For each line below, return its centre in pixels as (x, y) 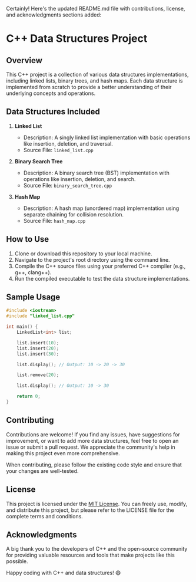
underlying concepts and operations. (51, 93)
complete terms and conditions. (45, 516)
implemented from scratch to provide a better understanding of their (89, 87)
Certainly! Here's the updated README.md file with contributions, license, (96, 9)
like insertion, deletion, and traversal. (68, 143)
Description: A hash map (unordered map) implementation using (101, 208)
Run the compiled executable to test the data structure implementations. (102, 278)
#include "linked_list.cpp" (41, 316)
